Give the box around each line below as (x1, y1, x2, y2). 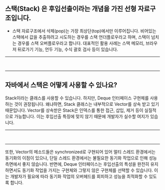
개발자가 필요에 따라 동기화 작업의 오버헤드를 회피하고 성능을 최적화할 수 (10, 173, 148, 179)
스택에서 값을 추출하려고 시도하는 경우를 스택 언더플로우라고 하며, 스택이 (12, 34, 150, 40)
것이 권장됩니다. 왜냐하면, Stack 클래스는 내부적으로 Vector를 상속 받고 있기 (14, 101, 160, 107)
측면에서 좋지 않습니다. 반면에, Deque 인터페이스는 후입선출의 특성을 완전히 (5, 161, 150, 167)
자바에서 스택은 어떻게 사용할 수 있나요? (5, 81, 118, 90)
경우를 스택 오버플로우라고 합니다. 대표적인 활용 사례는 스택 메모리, (17, 40, 145, 46)
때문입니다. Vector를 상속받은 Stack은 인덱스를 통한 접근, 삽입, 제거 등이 (5, 107, 143, 113)
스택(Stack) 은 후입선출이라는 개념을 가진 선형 (5, 4, 137, 13)
